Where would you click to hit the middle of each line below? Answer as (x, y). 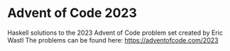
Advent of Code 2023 (72, 13)
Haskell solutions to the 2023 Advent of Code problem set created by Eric (115, 33)
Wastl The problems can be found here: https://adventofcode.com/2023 (113, 40)
